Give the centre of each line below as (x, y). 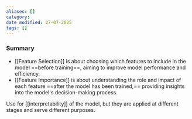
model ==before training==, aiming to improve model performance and (100, 67)
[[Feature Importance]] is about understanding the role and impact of (98, 80)
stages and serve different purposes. (51, 110)
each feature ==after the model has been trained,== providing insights (100, 86)
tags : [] (17, 28)
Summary (20, 49)
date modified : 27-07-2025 (39, 22)
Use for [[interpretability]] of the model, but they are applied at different (92, 104)
